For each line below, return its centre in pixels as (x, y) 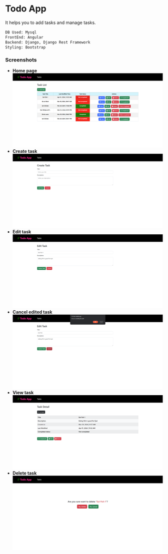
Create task (25, 151)
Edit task (22, 232)
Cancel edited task (32, 312)
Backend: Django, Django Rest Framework (48, 42)
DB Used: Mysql (21, 32)
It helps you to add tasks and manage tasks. (50, 22)
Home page (25, 71)
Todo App (26, 9)
